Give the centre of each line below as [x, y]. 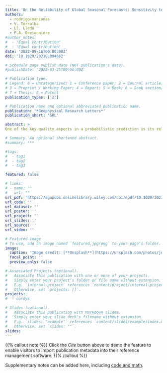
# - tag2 [15, 161]
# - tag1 [15, 156]
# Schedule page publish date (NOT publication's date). [65, 65]
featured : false [22, 175]
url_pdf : [14, 197]
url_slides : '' [21, 221]
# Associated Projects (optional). [42, 271]
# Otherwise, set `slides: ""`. [41, 326]
